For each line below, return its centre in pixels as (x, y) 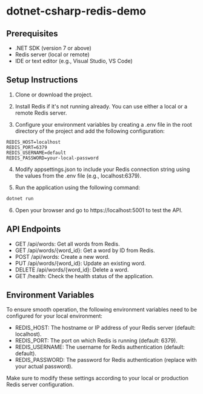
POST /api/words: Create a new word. (62, 256)
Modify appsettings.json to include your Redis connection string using (102, 169)
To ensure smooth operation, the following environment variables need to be (102, 310)
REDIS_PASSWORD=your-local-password (52, 158)
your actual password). (44, 366)
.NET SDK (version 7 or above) (53, 48)
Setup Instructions (42, 80)
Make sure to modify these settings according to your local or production (98, 378)
